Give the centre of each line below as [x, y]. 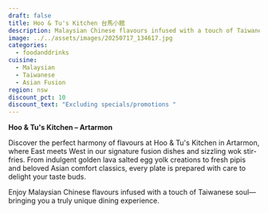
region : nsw [28, 90]
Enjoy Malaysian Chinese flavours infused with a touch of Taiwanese [121, 192]
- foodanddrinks [42, 53]
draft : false [30, 16]
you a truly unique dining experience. [98, 201]
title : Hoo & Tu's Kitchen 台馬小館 [67, 23]
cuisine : [23, 61]
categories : [28, 45]
